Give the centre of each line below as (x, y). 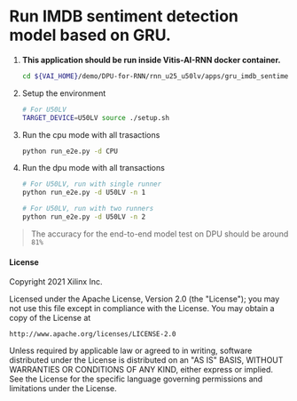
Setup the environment (64, 93)
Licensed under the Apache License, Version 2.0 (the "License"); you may (145, 299)
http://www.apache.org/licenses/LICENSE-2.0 (93, 334)
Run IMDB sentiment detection (124, 16)
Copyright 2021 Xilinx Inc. (56, 282)
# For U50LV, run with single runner (92, 184)
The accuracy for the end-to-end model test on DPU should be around (160, 234)
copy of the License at (50, 318)
